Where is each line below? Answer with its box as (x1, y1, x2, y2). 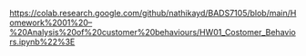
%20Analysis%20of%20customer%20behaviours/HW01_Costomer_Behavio (9, 27, 296, 37)
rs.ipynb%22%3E (9, 36, 76, 47)
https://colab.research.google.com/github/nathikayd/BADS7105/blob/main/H (9, 8, 297, 18)
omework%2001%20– (9, 17, 93, 28)
